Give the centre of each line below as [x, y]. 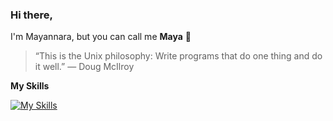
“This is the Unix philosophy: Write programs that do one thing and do [178, 56]
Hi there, [31, 15]
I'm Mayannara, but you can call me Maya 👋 [101, 37]
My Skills [30, 86]
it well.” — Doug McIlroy [84, 67]
